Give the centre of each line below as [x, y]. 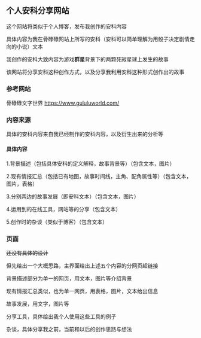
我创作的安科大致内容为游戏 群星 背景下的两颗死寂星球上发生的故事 [87, 59]
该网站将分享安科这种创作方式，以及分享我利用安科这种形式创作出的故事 [95, 72]
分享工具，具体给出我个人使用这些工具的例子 [61, 316]
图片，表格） [22, 184]
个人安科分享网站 [38, 11]
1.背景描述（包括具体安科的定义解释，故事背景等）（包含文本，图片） [91, 163]
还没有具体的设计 [27, 252]
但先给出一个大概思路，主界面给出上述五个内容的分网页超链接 [82, 266]
